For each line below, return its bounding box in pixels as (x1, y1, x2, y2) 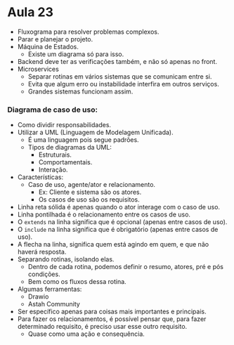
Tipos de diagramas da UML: (27, 143, 112, 152)
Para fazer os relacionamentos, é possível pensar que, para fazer (17, 315, 207, 323)
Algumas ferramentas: (17, 285, 82, 294)
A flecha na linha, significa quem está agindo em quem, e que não (17, 240, 209, 249)
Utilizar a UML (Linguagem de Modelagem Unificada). (17, 128, 174, 137)
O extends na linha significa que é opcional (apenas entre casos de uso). (17, 218, 228, 226)
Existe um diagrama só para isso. (27, 50, 124, 58)
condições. (27, 270, 61, 278)
